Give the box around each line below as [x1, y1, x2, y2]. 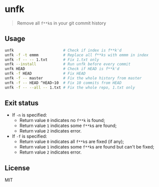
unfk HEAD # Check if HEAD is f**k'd [5, 66, 120, 71]
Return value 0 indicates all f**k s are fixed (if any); [19, 138, 124, 144]
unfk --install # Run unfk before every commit [5, 61, 131, 67]
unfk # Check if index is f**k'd [5, 47, 122, 53]
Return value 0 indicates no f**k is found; [19, 117, 105, 123]
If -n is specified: [12, 112, 47, 118]
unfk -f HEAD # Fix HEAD [5, 71, 86, 76]
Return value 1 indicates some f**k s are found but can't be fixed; [19, 144, 154, 150]
